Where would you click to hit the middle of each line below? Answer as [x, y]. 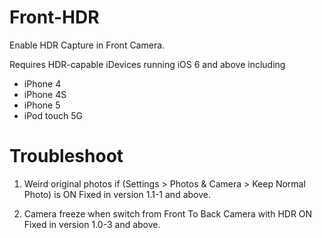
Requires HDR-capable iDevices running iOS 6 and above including [147, 64]
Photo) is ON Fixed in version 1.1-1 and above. [117, 194]
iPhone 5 [42, 105]
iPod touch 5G [53, 115]
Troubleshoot [66, 156]
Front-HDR [54, 17]
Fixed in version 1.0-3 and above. [92, 224]
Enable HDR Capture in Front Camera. [87, 45]
